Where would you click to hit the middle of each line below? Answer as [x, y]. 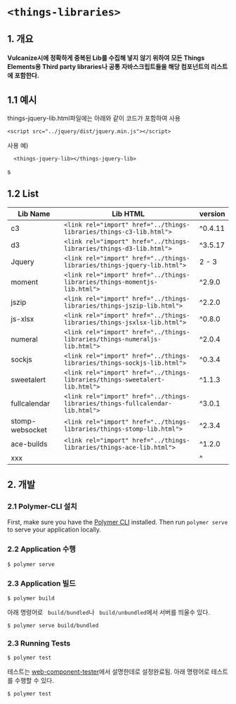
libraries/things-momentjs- [111, 282]
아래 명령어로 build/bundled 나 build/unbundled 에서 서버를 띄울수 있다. [109, 612]
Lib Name [34, 213]
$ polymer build [31, 598]
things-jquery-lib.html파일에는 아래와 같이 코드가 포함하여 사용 [94, 118]
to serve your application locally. [54, 529]
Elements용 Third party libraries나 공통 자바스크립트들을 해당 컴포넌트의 [109, 67]
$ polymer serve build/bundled [53, 626]
